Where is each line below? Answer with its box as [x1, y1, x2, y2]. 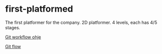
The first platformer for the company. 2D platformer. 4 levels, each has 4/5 [5, 19, 158, 25]
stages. [5, 24, 21, 30]
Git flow [5, 43, 21, 49]
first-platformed [5, 3, 73, 15]
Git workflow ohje [5, 34, 41, 40]
